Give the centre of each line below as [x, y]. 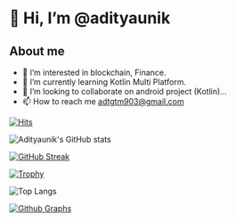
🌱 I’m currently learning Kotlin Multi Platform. [104, 82]
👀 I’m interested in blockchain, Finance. [94, 72]
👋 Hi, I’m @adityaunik [90, 18]
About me [37, 51]
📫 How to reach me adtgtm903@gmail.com [103, 101]
